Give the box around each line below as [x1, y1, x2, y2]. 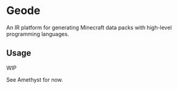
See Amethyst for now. [6, 76, 64, 83]
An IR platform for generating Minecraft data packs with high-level [6, 24, 172, 31]
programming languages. [6, 30, 69, 37]
